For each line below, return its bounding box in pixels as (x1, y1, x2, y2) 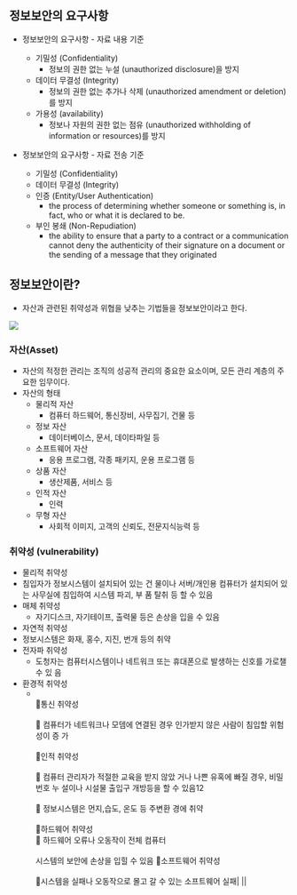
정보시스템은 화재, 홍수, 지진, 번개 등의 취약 (21, 634, 171, 644)
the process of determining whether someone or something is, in (48, 200, 286, 211)
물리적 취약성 (21, 567, 68, 578)
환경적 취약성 (21, 678, 68, 689)
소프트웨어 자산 (35, 443, 89, 453)
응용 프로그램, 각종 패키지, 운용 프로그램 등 (48, 454, 195, 465)
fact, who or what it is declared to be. (48, 210, 185, 220)
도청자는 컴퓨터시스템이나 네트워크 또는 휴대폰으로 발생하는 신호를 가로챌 (35, 656, 287, 667)
